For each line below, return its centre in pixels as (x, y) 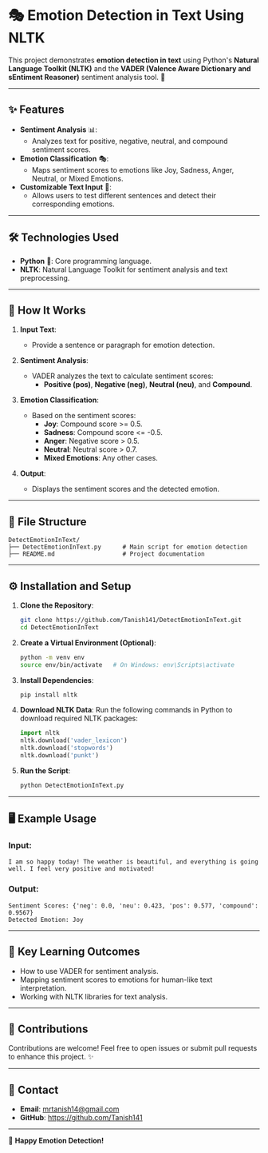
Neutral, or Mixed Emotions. (77, 178)
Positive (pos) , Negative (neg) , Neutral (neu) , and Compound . (148, 385)
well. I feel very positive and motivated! (82, 869)
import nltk (39, 733)
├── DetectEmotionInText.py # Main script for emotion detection (128, 547)
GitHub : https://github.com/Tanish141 (81, 1118)
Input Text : (38, 329)
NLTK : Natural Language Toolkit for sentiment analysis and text (124, 269)
